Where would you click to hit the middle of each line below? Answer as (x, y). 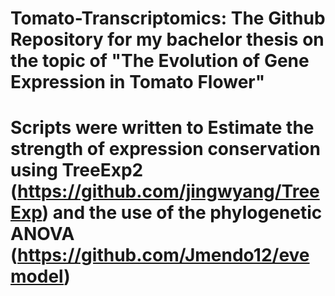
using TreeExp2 (77, 170)
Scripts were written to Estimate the (162, 128)
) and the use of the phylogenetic (182, 213)
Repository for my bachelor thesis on (167, 39)
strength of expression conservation (165, 149)
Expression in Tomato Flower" (138, 82)
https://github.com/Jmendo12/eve (163, 255)
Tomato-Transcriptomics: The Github (168, 18)
